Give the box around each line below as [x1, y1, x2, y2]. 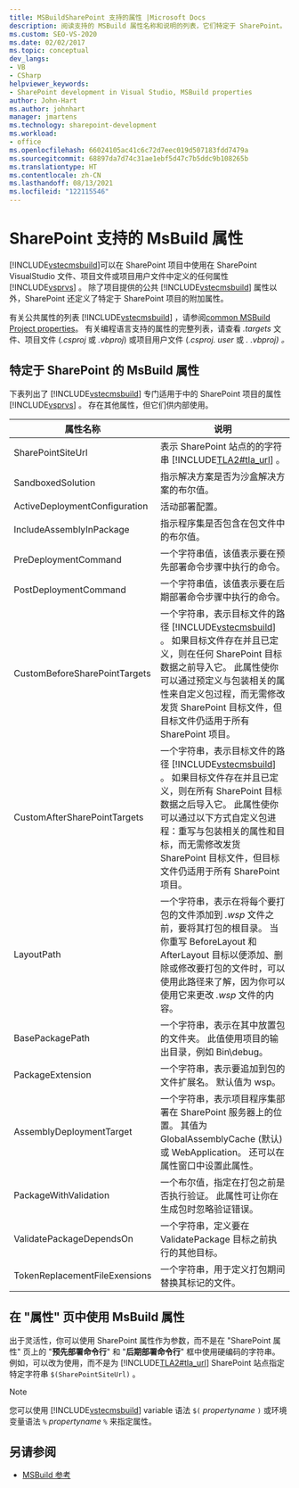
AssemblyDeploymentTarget [13, 1125, 133, 1137]
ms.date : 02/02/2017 [9, 37, 86, 47]
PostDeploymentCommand [13, 583, 126, 596]
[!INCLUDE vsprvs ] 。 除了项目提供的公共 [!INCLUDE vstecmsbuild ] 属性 [9, 282, 270, 293]
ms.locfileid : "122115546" [9, 187, 109, 196]
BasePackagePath [13, 1031, 91, 1044]
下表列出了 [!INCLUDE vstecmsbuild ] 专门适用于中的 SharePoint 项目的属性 [9, 388, 282, 399]
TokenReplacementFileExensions [13, 1269, 152, 1281]
